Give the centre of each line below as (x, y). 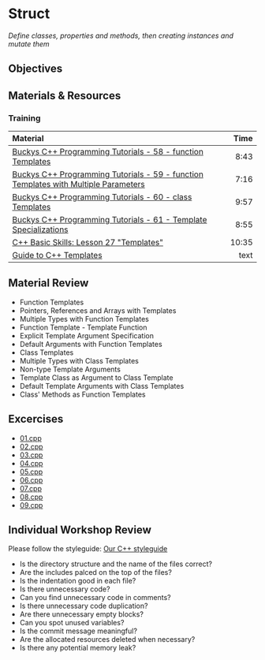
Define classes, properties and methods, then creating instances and (121, 35)
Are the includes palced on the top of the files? (95, 572)
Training (24, 117)
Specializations (40, 229)
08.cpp (31, 497)
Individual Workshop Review (80, 530)
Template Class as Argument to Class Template (96, 377)
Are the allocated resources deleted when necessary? (107, 639)
